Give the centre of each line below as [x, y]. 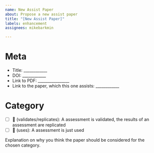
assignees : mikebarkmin [29, 28]
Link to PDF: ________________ [41, 81]
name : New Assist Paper [29, 10]
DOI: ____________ [29, 76]
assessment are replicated [39, 125]
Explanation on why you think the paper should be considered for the [75, 140]
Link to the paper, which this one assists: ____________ [65, 86]
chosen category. [23, 145]
